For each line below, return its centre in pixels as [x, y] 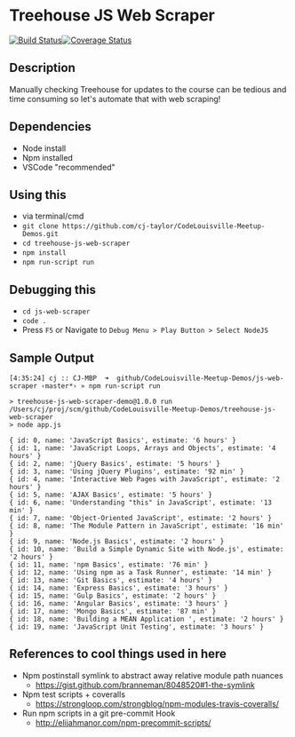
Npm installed [48, 157]
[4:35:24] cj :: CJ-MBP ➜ [59, 378]
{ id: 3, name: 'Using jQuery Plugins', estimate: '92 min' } [127, 472]
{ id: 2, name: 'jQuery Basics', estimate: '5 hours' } [115, 464]
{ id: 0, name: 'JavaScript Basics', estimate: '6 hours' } [123, 440]
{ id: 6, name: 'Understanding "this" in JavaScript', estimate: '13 [141, 503]
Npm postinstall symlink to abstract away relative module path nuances [152, 675]
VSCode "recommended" [68, 167]
